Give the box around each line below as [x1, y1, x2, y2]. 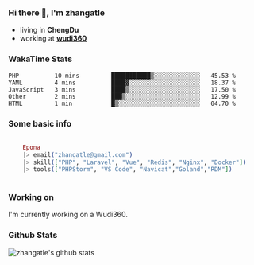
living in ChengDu [19, 25, 79, 35]
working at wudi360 [19, 33, 87, 43]
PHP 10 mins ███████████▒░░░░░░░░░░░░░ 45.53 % [8, 72, 237, 80]
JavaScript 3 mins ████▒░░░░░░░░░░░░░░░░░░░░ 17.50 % [8, 85, 237, 94]
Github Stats [8, 230, 58, 241]
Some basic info [8, 118, 72, 129]
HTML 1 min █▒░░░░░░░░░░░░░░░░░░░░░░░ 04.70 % [8, 99, 237, 107]
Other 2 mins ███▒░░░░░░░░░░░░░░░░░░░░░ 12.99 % [8, 92, 237, 100]
